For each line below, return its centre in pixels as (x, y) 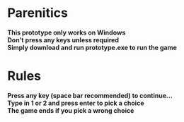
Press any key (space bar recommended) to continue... (90, 95)
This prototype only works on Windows (67, 32)
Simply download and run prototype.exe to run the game (92, 47)
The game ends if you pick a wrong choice (71, 110)
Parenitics (38, 13)
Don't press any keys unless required (63, 39)
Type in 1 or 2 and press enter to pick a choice (76, 103)
